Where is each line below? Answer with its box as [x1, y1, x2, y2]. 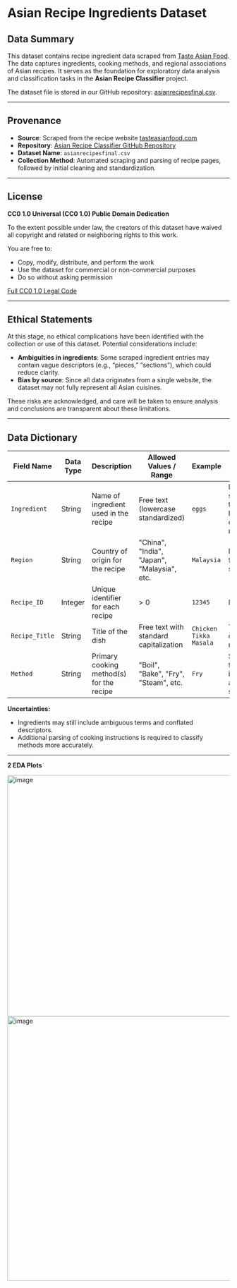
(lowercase [138, 504, 176, 514]
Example [191, 461, 222, 471]
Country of [91, 547, 128, 557]
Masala [191, 639, 214, 647]
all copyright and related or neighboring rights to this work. [7, 231, 178, 239]
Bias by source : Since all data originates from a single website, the [17, 376, 212, 384]
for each [91, 602, 120, 612]
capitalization [138, 640, 183, 650]
